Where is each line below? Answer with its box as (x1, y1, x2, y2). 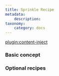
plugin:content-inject (5, 39, 48, 45)
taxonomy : (5, 21, 26, 26)
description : (14, 16, 41, 21)
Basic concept (5, 51, 41, 58)
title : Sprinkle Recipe (5, 7, 55, 12)
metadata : (5, 12, 26, 17)
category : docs (14, 26, 46, 31)
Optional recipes (5, 65, 46, 72)
